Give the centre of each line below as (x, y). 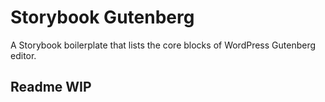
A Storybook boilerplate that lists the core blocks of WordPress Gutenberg (163, 45)
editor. (23, 55)
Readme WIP (51, 87)
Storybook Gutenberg (102, 17)
